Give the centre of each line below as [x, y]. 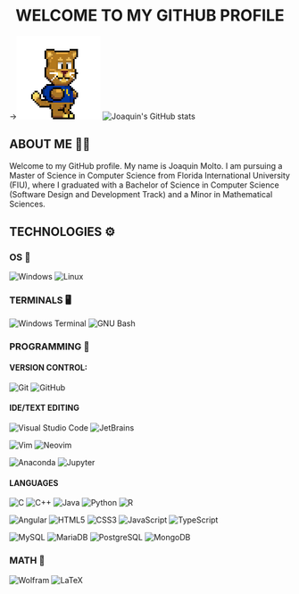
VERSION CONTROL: [48, 368]
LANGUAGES [34, 482]
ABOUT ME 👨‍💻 [50, 144]
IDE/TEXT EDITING [45, 408]
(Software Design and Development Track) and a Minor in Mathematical [141, 194]
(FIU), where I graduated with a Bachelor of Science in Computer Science [144, 185]
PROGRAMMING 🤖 [50, 347]
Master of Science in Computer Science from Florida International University [149, 175]
